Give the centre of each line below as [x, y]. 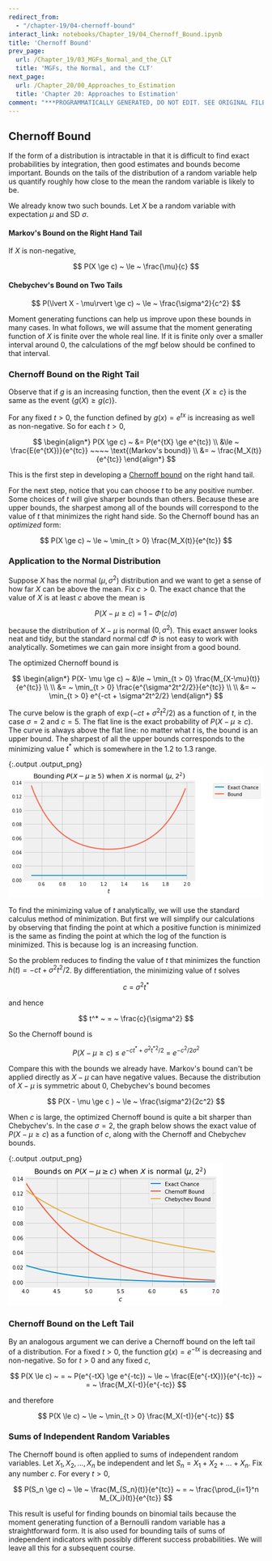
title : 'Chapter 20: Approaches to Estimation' [98, 94]
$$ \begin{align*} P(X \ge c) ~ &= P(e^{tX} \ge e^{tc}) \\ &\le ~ [136, 442]
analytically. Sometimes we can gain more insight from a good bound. [125, 647]
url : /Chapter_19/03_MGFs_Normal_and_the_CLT [94, 60]
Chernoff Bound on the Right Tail [74, 374]
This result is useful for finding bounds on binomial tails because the [122, 1513]
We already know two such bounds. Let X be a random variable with [122, 206]
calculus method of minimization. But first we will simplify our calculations [132, 918]
